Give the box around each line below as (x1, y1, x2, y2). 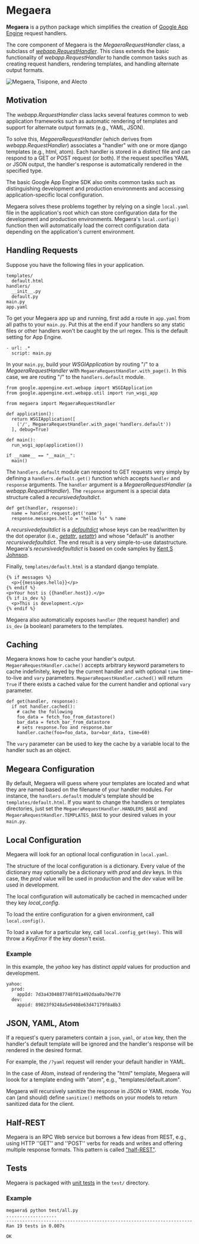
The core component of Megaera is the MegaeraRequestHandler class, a (6, 41, 185, 48)
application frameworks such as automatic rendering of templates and (6, 117, 178, 125)
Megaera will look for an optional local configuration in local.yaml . (6, 851, 169, 858)
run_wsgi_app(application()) (11, 442, 84, 448)
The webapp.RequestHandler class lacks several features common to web (6, 111, 188, 118)
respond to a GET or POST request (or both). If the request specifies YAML (6, 154, 189, 161)
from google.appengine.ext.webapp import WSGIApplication (6, 385, 153, 391)
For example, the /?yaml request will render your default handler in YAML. (6, 1058, 186, 1065)
